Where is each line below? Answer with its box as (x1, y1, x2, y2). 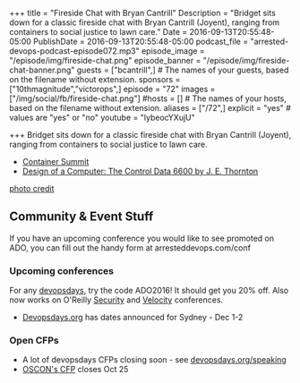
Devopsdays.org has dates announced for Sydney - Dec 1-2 (21, 312, 244, 323)
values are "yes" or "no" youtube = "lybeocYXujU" (9, 112, 195, 123)
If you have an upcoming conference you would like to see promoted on (9, 233, 275, 243)
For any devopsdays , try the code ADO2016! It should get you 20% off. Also (9, 285, 289, 296)
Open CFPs (9, 335, 60, 347)
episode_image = (141, 46, 206, 56)
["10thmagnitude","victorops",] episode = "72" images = (9, 84, 216, 94)
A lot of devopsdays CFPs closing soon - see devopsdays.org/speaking (21, 354, 287, 365)
